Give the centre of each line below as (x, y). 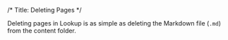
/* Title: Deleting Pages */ (45, 10)
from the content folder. (42, 31)
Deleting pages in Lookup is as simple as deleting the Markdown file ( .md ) (114, 23)
